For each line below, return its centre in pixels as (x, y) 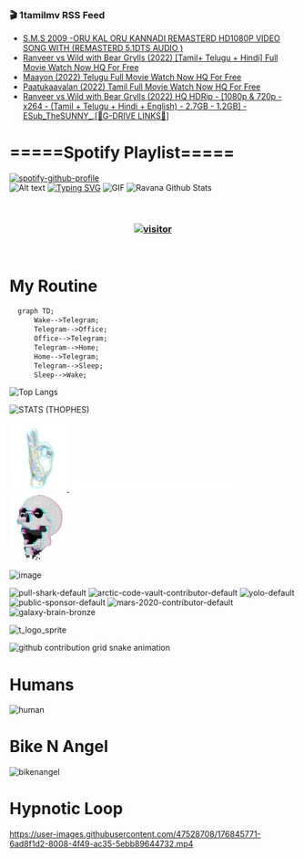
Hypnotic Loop (66, 809)
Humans (42, 685)
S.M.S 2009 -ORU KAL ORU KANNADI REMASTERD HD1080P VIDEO (151, 38)
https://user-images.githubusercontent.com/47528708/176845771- (135, 834)
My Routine (54, 286)
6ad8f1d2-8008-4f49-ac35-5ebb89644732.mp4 (101, 844)
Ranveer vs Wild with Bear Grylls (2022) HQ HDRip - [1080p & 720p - (152, 97)
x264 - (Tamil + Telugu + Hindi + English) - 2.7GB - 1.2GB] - (135, 106)
